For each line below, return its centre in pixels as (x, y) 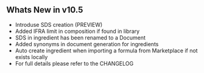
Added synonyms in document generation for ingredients (87, 44)
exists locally (31, 57)
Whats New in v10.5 (45, 10)
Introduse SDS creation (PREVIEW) (59, 24)
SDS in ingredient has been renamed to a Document (80, 37)
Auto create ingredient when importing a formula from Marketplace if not (106, 50)
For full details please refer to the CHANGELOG (74, 63)
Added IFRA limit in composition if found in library (77, 31)
